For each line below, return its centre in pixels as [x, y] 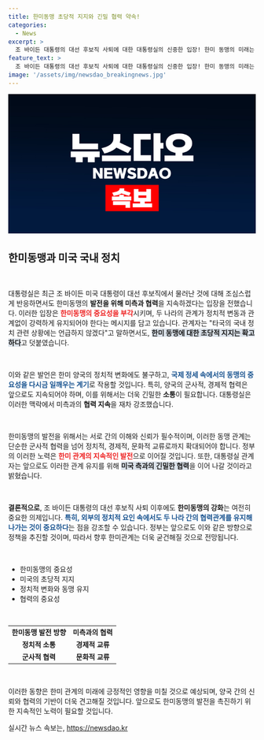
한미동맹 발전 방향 [39, 632]
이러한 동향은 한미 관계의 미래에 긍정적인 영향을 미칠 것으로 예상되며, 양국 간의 [128, 691]
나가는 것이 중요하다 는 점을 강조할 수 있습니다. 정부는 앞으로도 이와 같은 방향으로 [130, 527]
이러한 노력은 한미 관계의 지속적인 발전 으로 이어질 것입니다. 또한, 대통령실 [128, 456]
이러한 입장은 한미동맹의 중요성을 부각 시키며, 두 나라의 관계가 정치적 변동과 [132, 313]
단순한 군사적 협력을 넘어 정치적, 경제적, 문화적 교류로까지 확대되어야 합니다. [125, 446]
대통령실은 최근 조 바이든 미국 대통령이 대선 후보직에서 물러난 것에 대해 [116, 294]
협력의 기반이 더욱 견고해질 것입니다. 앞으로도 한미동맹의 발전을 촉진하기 [133, 701]
